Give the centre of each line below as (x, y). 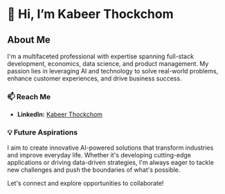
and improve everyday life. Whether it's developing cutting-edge (99, 155)
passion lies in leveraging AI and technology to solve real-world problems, (113, 71)
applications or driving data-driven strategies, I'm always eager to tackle (111, 162)
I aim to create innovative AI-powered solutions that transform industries (110, 148)
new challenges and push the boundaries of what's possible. (94, 170)
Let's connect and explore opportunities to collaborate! (85, 183)
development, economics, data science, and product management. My (108, 64)
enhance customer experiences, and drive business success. (94, 78)
